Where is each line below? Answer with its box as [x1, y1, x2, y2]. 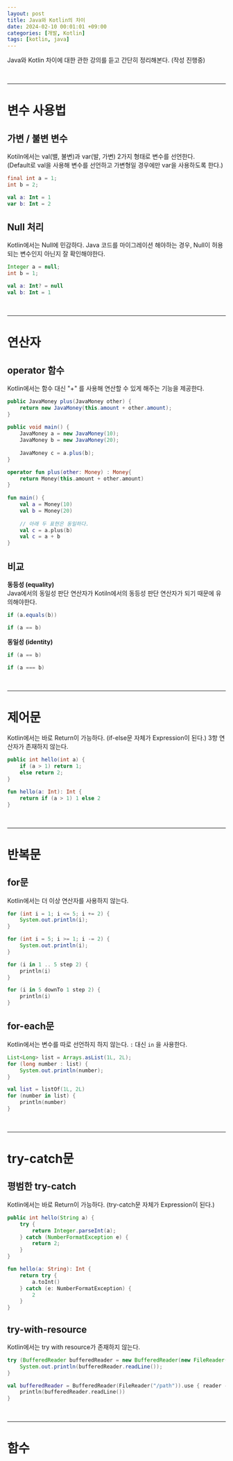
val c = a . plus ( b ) [19, 527, 73, 534]
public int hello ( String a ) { [7, 1214, 95, 1221]
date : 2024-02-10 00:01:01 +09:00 [7, 23, 107, 30]
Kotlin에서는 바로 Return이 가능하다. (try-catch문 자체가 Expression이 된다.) [7, 1200, 215, 1209]
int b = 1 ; [7, 270, 39, 277]
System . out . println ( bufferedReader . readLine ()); [19, 1363, 163, 1370]
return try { [19, 1272, 58, 1279]
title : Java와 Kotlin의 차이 [7, 17, 85, 24]
